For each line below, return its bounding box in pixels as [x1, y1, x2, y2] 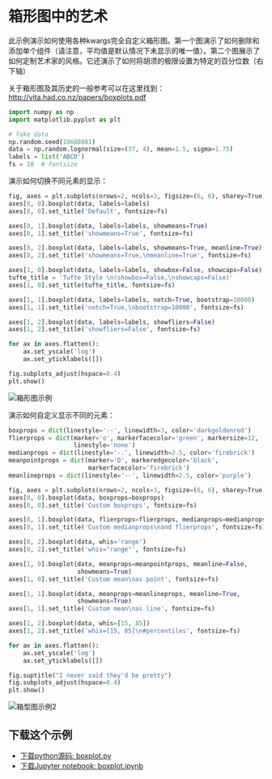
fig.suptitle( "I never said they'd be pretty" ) [8, 671, 172, 679]
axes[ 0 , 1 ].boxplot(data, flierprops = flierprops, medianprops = [8, 516, 227, 524]
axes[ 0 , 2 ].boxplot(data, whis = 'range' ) [8, 538, 147, 547]
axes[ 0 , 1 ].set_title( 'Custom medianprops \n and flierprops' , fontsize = [8, 523, 255, 531]
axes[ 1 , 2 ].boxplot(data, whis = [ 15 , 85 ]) [8, 619, 151, 628]
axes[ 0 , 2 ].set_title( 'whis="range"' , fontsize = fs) [8, 546, 186, 554]
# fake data [8, 130, 49, 138]
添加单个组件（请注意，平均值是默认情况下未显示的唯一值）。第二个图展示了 [8, 45, 261, 55]
